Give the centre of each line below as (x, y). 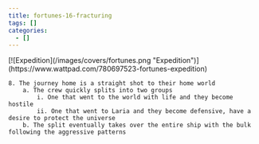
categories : (28, 30)
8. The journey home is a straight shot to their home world (112, 84)
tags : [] (23, 23)
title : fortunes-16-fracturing (60, 16)
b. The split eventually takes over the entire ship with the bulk (137, 125)
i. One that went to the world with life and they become (135, 97)
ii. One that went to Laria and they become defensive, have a (144, 111)
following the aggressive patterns (67, 132)
